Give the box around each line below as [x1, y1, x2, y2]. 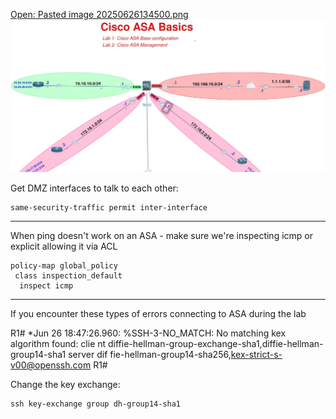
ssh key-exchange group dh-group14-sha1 [10, 399, 182, 409]
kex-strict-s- [230, 348, 283, 360]
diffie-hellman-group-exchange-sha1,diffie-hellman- [108, 337, 324, 349]
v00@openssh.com [10, 359, 92, 371]
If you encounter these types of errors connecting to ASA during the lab [10, 307, 307, 319]
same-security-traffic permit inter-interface [10, 202, 208, 213]
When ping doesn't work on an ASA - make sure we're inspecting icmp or [10, 229, 313, 241]
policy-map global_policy [10, 260, 118, 271]
